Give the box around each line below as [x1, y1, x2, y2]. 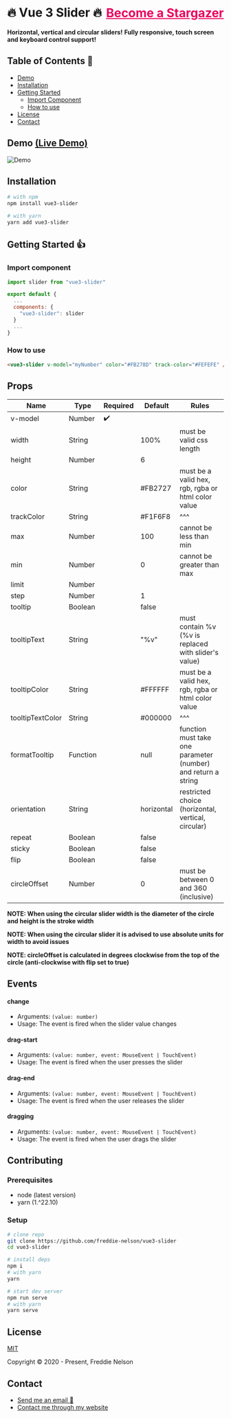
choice [179, 795, 201, 805]
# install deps [7, 1256, 51, 1263]
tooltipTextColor [10, 713, 63, 722]
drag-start [7, 1035, 38, 1044]
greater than [179, 559, 220, 569]
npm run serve [7, 1294, 48, 1301]
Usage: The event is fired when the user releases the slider [16, 1096, 184, 1105]
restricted [179, 786, 211, 796]
